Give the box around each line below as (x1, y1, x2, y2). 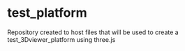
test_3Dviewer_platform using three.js (7, 35, 116, 43)
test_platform (7, 5, 87, 21)
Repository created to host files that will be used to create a (7, 28, 179, 36)
